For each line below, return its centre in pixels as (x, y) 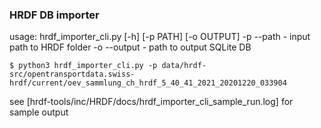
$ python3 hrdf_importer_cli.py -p (83, 66)
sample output (39, 112)
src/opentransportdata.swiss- (72, 74)
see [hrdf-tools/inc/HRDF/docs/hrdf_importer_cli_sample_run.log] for (151, 102)
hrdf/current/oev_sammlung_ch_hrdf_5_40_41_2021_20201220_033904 (148, 83)
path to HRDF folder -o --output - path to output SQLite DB (130, 47)
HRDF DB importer (54, 15)
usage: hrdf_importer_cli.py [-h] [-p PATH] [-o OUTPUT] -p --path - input (160, 37)
